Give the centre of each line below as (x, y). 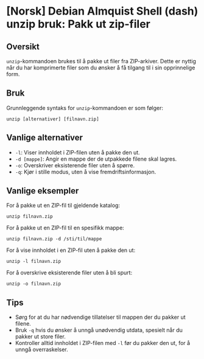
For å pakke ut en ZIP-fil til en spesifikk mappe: (65, 228)
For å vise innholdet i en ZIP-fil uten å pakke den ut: (71, 250)
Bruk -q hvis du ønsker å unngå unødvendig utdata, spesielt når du (99, 330)
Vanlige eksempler (43, 191)
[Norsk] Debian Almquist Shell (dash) (102, 11)
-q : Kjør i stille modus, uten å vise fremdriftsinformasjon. (86, 172)
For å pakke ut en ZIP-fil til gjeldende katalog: (63, 206)
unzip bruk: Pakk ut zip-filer (78, 24)
